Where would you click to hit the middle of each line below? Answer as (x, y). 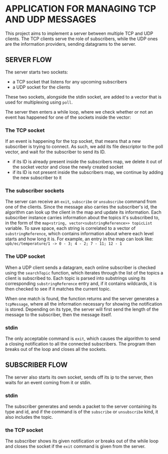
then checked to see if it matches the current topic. (58, 289)
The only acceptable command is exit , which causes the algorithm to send (83, 338)
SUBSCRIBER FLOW (36, 365)
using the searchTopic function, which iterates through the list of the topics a (84, 273)
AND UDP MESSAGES (51, 19)
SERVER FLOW (29, 60)
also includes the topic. (29, 417)
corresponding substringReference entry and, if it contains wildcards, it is (81, 283)
